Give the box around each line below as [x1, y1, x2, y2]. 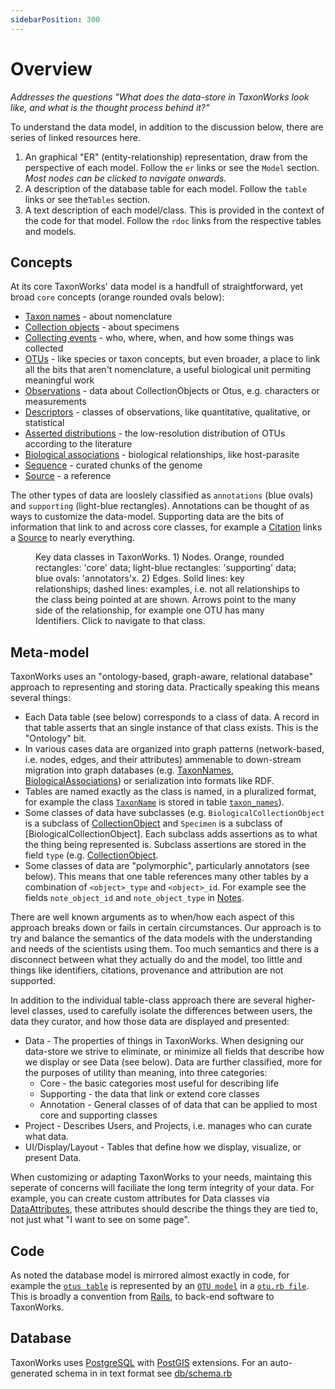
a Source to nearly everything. [10, 532, 135, 544]
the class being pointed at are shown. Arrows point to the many [35, 594, 297, 606]
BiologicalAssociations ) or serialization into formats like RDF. [24, 775, 275, 787]
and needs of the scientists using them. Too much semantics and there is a [10, 943, 320, 955]
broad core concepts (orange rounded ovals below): [10, 291, 225, 303]
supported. [10, 975, 56, 987]
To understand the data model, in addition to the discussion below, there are [10, 121, 324, 133]
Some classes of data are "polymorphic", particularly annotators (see [24, 860, 310, 872]
